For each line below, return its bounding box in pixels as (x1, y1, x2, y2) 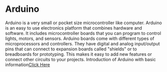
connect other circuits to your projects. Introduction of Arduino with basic (5, 56, 156, 62)
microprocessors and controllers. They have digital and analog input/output (5, 40, 161, 46)
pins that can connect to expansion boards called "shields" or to (5, 46, 137, 52)
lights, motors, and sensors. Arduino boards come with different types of (5, 36, 155, 41)
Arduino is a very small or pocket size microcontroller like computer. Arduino (5, 20, 162, 26)
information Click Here (5, 62, 50, 68)
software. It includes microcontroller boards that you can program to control (5, 30, 161, 36)
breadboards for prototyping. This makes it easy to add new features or (5, 51, 152, 57)
